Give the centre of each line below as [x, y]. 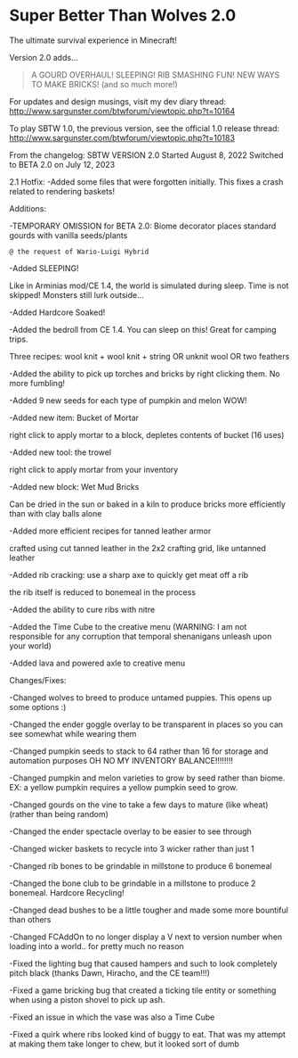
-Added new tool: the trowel [60, 452]
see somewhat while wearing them [73, 733]
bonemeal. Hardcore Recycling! [67, 892]
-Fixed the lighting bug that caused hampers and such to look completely [143, 963]
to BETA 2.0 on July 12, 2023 [62, 164]
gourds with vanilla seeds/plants [68, 235]
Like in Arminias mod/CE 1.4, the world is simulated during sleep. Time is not [149, 285]
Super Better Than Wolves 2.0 [123, 16]
